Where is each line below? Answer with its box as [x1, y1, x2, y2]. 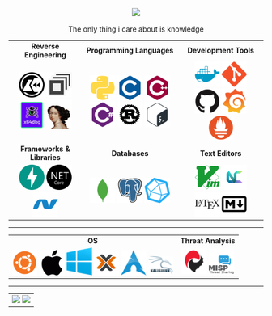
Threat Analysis [180, 235, 236, 246]
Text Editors [199, 148, 242, 158]
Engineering [23, 49, 66, 60]
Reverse [31, 41, 60, 51]
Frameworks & [19, 144, 70, 154]
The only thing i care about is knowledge [68, 24, 204, 34]
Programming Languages [86, 45, 174, 56]
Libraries [29, 153, 61, 162]
